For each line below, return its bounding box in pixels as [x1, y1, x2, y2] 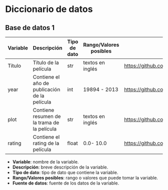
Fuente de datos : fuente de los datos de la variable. [12, 180, 119, 186]
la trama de [32, 119, 59, 126]
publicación [32, 86, 60, 93]
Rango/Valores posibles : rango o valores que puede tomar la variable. [12, 175, 158, 180]
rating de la [32, 140, 59, 146]
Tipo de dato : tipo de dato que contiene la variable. [12, 169, 118, 175]
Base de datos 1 [5, 23, 55, 32]
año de [32, 80, 49, 86]
